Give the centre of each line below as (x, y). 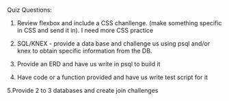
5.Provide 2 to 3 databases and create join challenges (83, 90)
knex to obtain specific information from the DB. (84, 51)
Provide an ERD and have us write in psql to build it (89, 64)
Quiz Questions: (30, 10)
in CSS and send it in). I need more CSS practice (85, 30)
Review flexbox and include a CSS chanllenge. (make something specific (119, 23)
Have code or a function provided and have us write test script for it (112, 77)
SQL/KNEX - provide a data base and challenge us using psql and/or (113, 43)
